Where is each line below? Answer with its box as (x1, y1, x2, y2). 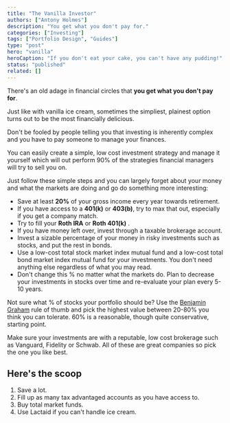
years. (25, 285, 43, 293)
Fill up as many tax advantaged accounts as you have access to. (16, 393, 200, 402)
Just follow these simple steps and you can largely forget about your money (7, 176, 222, 184)
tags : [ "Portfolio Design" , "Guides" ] (7, 36, 118, 43)
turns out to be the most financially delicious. (7, 114, 135, 122)
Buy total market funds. (16, 400, 84, 409)
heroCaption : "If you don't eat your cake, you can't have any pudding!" (7, 55, 223, 62)
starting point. (7, 320, 47, 328)
